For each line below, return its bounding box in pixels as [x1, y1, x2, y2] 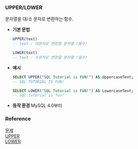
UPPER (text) [12, 36, 37, 41]
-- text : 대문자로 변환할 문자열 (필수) [12, 41, 87, 46]
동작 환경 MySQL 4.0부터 [12, 102, 62, 108]
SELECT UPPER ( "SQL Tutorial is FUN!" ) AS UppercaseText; [12, 74, 134, 79]
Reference [5, 115, 31, 122]
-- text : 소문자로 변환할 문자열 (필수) [12, 54, 87, 60]
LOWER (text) [12, 50, 37, 55]
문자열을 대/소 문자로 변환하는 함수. [5, 16, 74, 22]
